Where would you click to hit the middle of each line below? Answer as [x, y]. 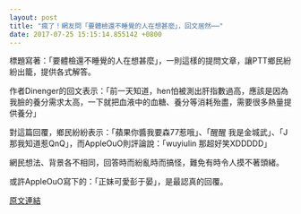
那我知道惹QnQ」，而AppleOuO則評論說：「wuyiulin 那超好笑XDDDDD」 [141, 143]
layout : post [34, 17]
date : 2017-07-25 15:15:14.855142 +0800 [86, 34]
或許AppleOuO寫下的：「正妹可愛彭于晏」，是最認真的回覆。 [119, 182]
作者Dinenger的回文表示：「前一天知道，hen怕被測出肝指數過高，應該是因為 [149, 91]
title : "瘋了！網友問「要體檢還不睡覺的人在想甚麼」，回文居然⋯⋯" [116, 26]
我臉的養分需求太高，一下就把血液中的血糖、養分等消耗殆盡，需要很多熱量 [146, 102]
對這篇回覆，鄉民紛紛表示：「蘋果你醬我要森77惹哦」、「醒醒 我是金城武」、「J [149, 133]
